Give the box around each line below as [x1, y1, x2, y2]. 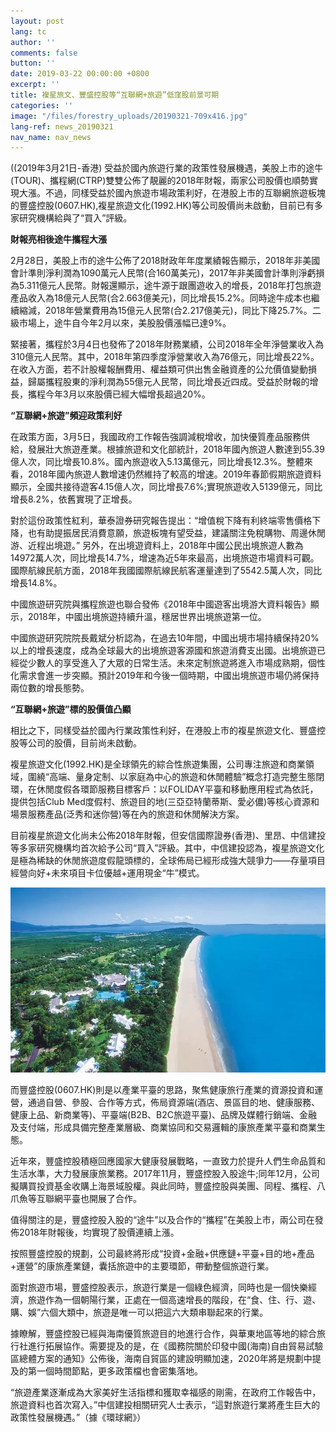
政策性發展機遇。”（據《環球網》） [10, 1411, 147, 1423]
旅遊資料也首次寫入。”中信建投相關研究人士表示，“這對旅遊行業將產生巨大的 [10, 1398, 321, 1410]
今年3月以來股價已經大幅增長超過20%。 [44, 388, 211, 400]
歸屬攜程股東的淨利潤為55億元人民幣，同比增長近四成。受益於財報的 [27, 376, 310, 388]
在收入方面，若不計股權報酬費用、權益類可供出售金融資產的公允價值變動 [10, 363, 308, 375]
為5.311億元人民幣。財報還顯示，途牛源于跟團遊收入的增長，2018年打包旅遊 [10, 280, 322, 292]
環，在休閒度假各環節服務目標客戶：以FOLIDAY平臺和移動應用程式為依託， [10, 783, 319, 795]
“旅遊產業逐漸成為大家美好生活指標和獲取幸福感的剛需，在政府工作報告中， [10, 1386, 322, 1398]
